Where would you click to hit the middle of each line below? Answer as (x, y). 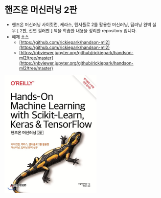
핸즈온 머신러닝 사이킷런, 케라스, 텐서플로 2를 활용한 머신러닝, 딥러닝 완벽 (81, 24)
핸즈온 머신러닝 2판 (41, 10)
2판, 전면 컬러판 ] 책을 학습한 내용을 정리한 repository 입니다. (78, 30)
